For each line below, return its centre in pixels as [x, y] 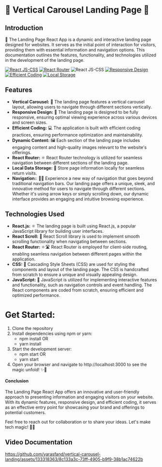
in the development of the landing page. [45, 60]
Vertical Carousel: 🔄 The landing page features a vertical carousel [78, 102]
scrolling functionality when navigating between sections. [69, 241]
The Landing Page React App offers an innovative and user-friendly [72, 392]
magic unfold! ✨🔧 [29, 369]
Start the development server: [42, 349]
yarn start [29, 359]
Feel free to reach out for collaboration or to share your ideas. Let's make [78, 422]
